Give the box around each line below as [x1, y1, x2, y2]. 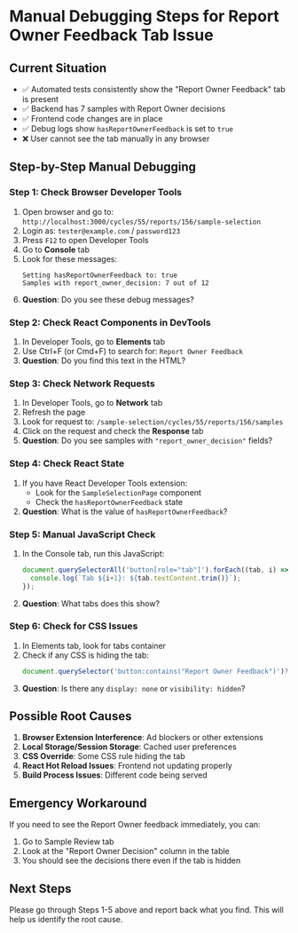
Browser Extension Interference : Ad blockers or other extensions [21, 732, 263, 743]
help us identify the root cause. [9, 914, 123, 925]
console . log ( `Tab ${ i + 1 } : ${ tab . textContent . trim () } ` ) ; [30, 573, 241, 582]
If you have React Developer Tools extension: [21, 478, 188, 488]
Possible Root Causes [9, 708, 132, 724]
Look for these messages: [21, 253, 118, 264]
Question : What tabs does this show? [21, 597, 161, 609]
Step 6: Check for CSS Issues [9, 620, 138, 632]
